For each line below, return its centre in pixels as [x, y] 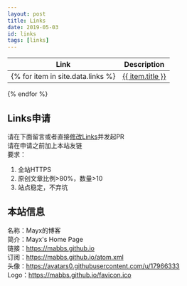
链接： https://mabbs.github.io [51, 248]
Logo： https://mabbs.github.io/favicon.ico [69, 275]
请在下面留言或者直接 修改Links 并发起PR [66, 137]
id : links [22, 34]
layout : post [27, 14]
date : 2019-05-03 [33, 27]
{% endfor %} [28, 94]
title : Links [27, 21]
